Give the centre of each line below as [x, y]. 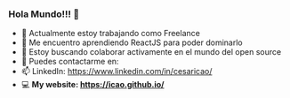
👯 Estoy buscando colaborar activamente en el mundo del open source [151, 52]
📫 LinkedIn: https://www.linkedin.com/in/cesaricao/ [117, 72]
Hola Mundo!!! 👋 [44, 14]
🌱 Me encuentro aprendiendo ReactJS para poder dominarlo [132, 42]
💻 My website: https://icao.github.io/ [93, 85]
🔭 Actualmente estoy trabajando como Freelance [111, 34]
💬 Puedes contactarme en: [70, 62]
